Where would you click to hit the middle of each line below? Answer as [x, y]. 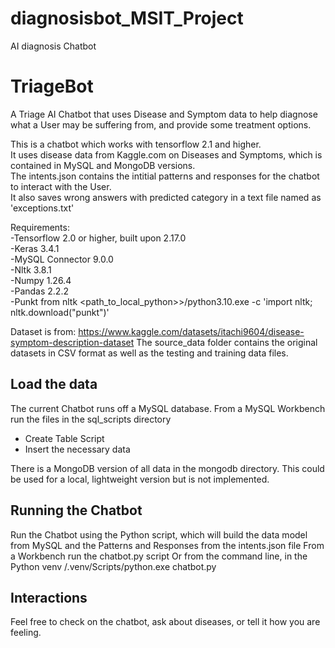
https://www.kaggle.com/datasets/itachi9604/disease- [191, 331]
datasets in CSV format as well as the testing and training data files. [149, 353]
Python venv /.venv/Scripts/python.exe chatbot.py [113, 566]
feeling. [26, 633]
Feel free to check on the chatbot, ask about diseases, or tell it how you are [165, 622]
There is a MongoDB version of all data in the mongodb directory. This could [167, 468]
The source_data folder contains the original [227, 342]
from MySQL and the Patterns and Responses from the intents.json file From [167, 545]
